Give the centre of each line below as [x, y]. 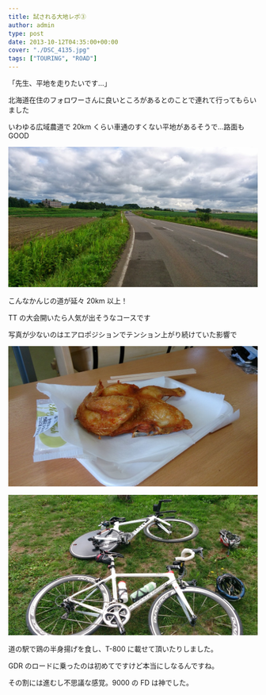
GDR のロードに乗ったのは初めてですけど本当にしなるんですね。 [114, 666]
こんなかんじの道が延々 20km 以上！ [68, 301]
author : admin [32, 25]
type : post [26, 33]
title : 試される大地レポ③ [47, 17]
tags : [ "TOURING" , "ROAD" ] [53, 59]
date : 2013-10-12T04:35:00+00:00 [63, 42]
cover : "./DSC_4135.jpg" [49, 50]
